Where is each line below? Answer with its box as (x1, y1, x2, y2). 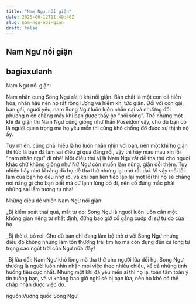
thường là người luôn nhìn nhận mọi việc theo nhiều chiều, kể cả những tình (6, 262, 187, 270)
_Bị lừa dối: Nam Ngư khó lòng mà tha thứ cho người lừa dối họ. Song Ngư (6, 256, 184, 263)
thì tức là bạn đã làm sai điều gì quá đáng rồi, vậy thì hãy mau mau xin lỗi (6, 148, 181, 155)
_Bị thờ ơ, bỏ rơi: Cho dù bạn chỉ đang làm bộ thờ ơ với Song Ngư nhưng (6, 232, 180, 239)
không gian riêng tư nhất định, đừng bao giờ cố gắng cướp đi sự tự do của (6, 215, 184, 222)
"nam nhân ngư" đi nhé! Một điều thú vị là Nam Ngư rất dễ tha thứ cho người (6, 155, 190, 162)
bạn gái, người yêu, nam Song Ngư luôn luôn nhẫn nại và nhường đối (6, 106, 171, 113)
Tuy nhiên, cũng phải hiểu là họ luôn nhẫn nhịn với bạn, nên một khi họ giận (6, 142, 188, 150)
